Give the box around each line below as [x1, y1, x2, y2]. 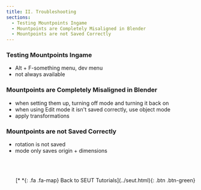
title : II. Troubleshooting [6, 8, 77, 15]
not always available [14, 71, 65, 78]
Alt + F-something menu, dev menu [14, 64, 103, 72]
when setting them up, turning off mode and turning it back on [14, 99, 169, 107]
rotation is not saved [14, 141, 66, 148]
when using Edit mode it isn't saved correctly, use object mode [14, 105, 171, 113]
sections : [6, 14, 31, 20]
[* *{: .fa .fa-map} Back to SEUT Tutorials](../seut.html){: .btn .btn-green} [15, 177, 196, 184]
